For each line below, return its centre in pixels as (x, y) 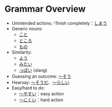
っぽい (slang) (33, 70)
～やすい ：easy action (41, 93)
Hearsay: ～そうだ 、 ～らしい (41, 82)
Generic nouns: (27, 28)
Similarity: (22, 52)
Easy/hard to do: (28, 88)
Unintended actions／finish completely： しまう (59, 23)
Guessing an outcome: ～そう (41, 76)
